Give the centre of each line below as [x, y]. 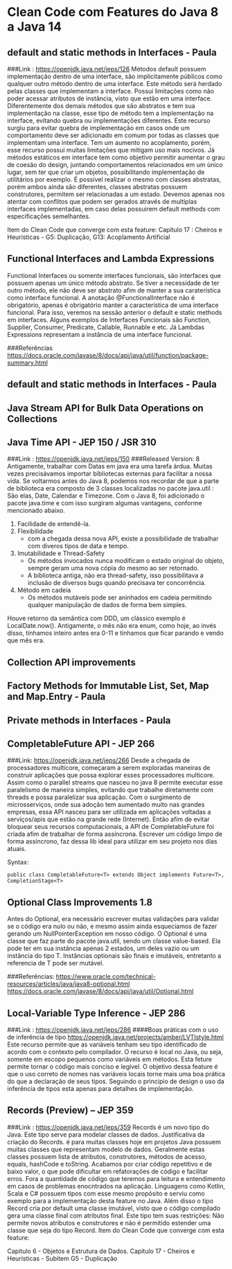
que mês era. [26, 640]
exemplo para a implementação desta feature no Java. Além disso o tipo [110, 1200]
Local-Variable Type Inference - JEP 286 [96, 1013]
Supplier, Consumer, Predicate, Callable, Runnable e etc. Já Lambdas [106, 327]
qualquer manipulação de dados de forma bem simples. [107, 605]
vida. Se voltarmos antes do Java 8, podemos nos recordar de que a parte [113, 481]
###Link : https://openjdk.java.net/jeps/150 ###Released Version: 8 [104, 459]
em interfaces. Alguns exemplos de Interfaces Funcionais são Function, [109, 320]
